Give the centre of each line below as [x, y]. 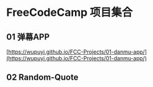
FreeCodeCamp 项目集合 [69, 12]
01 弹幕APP [28, 37]
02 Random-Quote [42, 78]
